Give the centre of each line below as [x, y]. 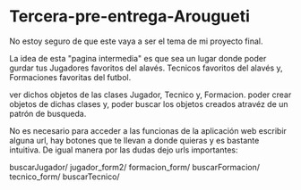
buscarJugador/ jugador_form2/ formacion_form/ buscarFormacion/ [135, 167]
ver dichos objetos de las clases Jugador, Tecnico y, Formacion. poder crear [150, 95]
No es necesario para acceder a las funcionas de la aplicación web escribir [148, 130]
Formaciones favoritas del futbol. [70, 77]
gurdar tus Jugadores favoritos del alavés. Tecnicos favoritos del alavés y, [146, 68]
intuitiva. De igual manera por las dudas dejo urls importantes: [124, 150]
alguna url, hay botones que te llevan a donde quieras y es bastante [134, 140]
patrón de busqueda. [48, 113]
